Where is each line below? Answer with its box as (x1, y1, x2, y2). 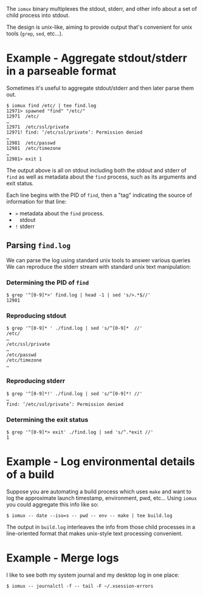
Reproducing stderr (6, 377, 66, 385)
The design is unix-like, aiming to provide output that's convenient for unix (6, 24, 193, 30)
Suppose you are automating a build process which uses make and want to (6, 488, 191, 495)
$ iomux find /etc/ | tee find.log (6, 102, 97, 109)
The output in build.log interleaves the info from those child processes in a (6, 523, 196, 530)
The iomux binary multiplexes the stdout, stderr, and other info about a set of (6, 5, 198, 12)
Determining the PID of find (6, 278, 89, 287)
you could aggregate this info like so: (6, 501, 99, 508)
